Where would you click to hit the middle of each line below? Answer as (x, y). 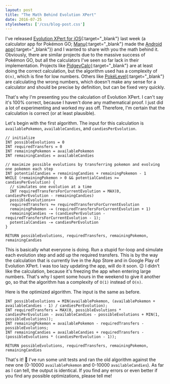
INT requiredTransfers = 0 (34, 147)
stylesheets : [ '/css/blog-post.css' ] (45, 24)
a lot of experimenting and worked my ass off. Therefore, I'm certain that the (85, 108)
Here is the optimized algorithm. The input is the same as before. (73, 292)
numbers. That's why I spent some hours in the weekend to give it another (83, 277)
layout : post (19, 10)
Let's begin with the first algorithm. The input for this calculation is (75, 123)
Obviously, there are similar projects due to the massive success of (75, 55)
